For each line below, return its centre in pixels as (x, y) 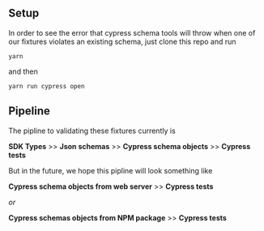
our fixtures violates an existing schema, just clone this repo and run (122, 41)
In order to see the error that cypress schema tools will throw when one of (132, 32)
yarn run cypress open (47, 86)
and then (23, 71)
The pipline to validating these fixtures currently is (92, 130)
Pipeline (30, 111)
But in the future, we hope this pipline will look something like (111, 170)
